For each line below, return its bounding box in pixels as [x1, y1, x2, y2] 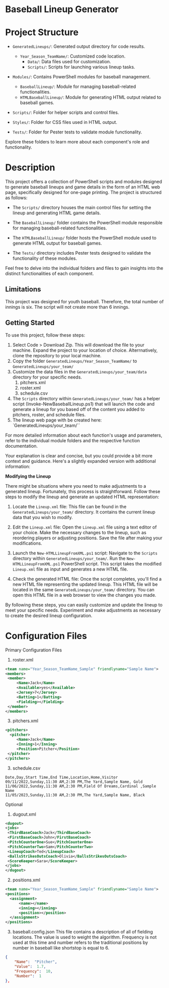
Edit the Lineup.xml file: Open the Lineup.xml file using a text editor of [12, 524, 157, 530]
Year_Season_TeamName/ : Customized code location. [20, 53, 126, 59]
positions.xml [12, 877, 40, 883]
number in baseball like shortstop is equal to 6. [12, 945, 110, 951]
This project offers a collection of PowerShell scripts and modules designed [5, 178, 162, 185]
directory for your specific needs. [12, 374, 82, 380]
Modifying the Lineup [5, 473, 51, 479]
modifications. [12, 540, 43, 546]
